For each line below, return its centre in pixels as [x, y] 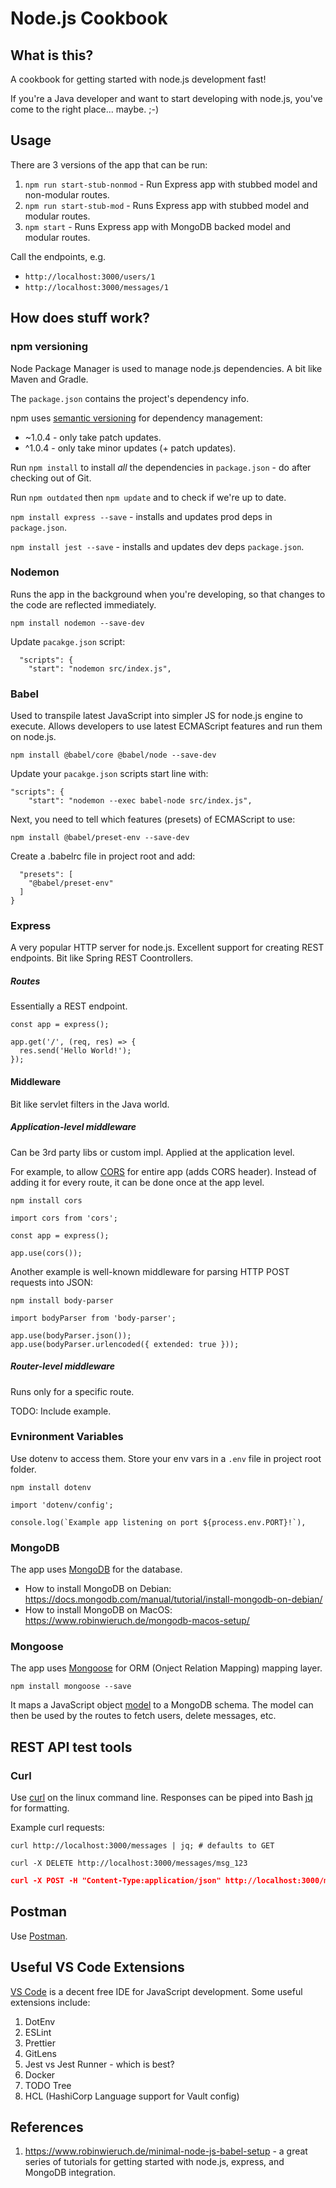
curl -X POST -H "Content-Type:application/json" [116, 1881]
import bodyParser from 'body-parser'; [93, 1318]
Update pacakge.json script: [68, 641]
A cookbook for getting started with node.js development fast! [138, 79]
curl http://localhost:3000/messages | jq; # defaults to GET [142, 1846]
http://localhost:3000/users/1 [90, 277]
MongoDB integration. [70, 2173]
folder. [23, 1469]
